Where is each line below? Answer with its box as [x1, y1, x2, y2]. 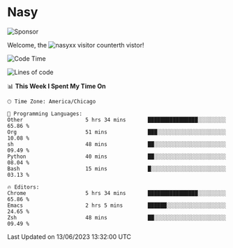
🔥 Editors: [7, 183, 40, 191]
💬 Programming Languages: [7, 110, 82, 117]
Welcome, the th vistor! [7, 41, 144, 49]
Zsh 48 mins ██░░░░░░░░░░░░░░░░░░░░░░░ [7, 214, 227, 221]
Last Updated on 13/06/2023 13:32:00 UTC [7, 232, 131, 241]
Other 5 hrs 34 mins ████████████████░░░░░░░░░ [7, 116, 227, 123]
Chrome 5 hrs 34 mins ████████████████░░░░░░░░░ [7, 189, 227, 196]
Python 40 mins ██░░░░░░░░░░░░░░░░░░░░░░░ [7, 153, 227, 160]
